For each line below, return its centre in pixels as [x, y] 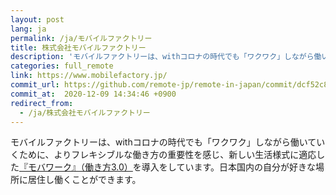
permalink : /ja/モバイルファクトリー [81, 38]
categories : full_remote [62, 66]
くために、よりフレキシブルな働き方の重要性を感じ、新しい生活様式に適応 [163, 155]
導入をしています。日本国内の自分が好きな [229, 167]
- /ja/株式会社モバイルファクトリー [85, 112]
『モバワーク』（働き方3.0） [76, 167]
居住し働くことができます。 [84, 180]
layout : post [37, 19]
